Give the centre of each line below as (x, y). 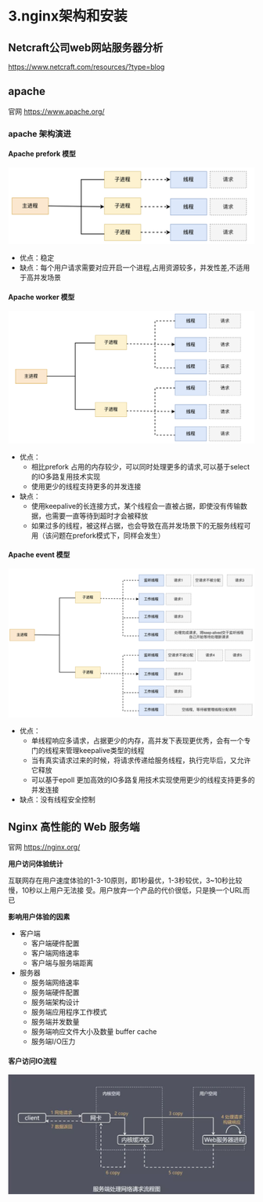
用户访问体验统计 (36, 864)
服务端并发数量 (55, 1022)
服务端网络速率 (55, 983)
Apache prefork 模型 (42, 154)
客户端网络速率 (55, 953)
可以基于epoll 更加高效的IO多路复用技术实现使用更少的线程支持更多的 (143, 780)
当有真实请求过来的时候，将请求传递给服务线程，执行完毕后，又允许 (141, 760)
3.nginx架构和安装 (68, 16)
